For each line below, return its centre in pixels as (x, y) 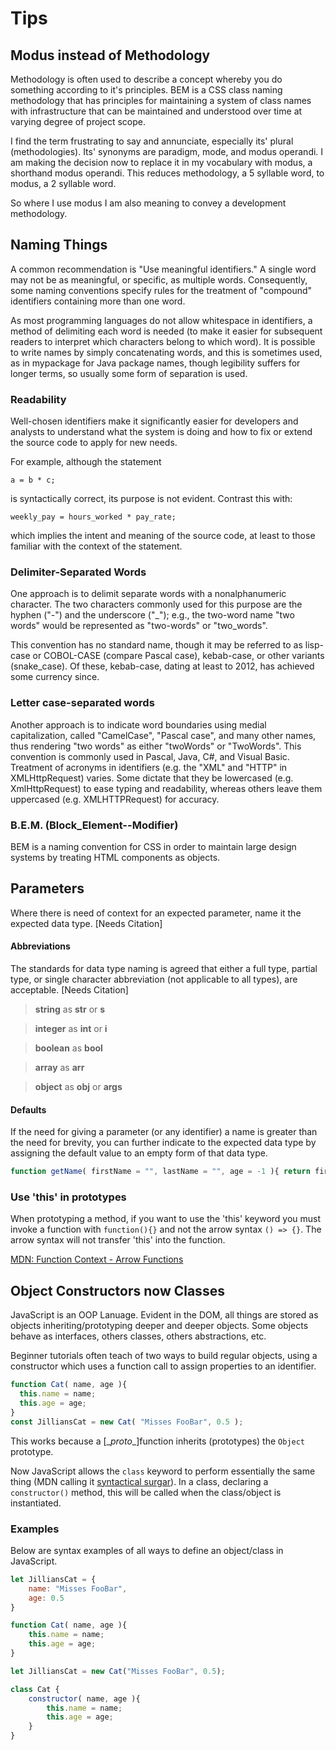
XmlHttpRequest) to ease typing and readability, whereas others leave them (166, 788)
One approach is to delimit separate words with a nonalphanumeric (148, 594)
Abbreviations (40, 946)
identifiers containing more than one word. (98, 301)
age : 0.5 (46, 1598)
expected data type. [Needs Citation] (86, 923)
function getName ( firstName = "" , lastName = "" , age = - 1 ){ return (160, 1172)
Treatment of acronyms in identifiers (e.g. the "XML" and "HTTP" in (149, 767)
